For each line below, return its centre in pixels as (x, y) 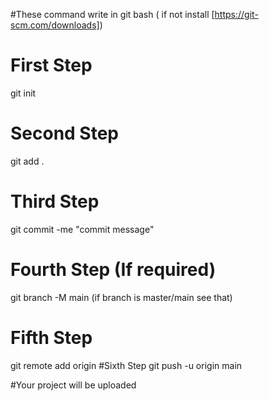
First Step (51, 65)
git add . (27, 161)
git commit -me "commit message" (82, 229)
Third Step (55, 201)
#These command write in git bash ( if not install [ (112, 14)
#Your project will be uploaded (73, 385)
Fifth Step (51, 337)
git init (23, 93)
